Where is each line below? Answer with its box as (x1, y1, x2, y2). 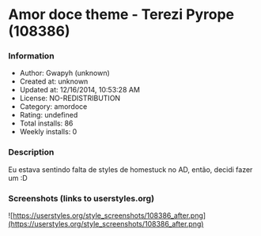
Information (8, 51, 55, 62)
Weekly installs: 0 (19, 127, 78, 137)
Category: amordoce (19, 102, 88, 111)
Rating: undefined (19, 111, 78, 120)
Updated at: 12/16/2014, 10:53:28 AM (19, 85, 141, 95)
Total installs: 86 (19, 118, 74, 128)
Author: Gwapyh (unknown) (19, 69, 111, 78)
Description (8, 147, 55, 158)
